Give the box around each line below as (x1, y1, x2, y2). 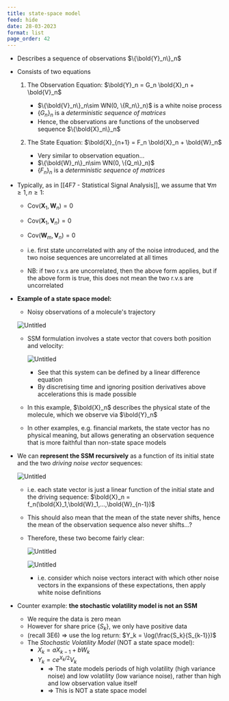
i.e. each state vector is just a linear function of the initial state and (27, 486, 215, 494)
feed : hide (7, 16, 38, 23)
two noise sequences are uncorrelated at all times (27, 254, 168, 262)
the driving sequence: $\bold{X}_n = (27, 493, 131, 501)
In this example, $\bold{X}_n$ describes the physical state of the (27, 404, 211, 412)
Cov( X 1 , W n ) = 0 (27, 201, 74, 211)
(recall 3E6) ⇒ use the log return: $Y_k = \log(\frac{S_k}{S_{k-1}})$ (27, 631, 217, 639)
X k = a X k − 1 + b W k (37, 645, 90, 655)
